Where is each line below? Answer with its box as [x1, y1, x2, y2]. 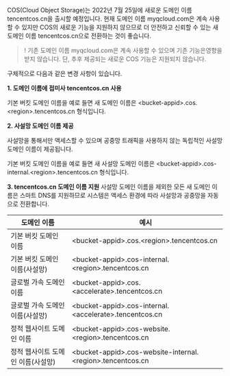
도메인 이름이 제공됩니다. [7, 145, 73, 153]
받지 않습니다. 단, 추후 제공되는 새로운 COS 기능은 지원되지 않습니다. [23, 55, 207, 63]
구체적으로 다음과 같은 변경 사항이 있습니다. [7, 69, 123, 78]
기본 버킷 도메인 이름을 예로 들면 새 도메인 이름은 [7, 99, 137, 106]
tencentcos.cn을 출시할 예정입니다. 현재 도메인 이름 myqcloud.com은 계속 [7, 14, 207, 23]
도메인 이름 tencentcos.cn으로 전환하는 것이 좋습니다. [7, 32, 152, 40]
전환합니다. [19, 200, 50, 208]
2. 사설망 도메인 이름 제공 [7, 122, 74, 130]
